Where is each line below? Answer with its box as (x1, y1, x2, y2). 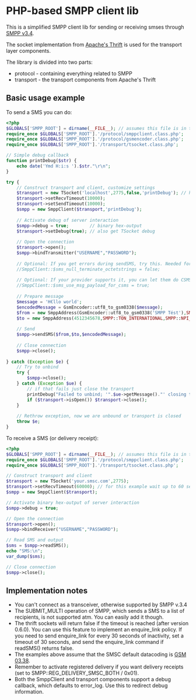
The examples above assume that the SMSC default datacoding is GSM (14, 651, 187, 658)
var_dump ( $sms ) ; (6, 553, 45, 560)
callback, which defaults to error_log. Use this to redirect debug (14, 682, 168, 689)
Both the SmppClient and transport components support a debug (14, 676, 171, 683)
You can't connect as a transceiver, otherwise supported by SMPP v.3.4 (14, 601, 188, 608)
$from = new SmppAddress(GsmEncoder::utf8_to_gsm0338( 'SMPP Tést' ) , (16, 310, 187, 315)
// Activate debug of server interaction (16, 217, 118, 223)
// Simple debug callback (6, 152, 69, 159)
